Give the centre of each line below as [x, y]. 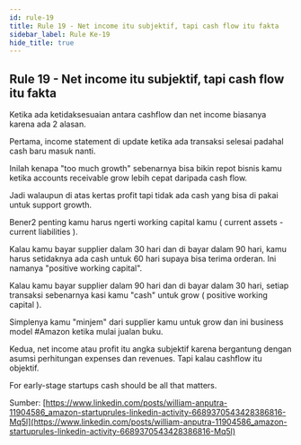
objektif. [24, 368]
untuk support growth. [51, 205]
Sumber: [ [28, 403]
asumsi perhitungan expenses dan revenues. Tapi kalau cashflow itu [136, 359]
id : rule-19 [31, 17]
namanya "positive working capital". [76, 268]
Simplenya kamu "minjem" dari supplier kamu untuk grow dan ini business [146, 322]
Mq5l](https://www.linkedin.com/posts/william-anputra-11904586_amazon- [148, 422]
